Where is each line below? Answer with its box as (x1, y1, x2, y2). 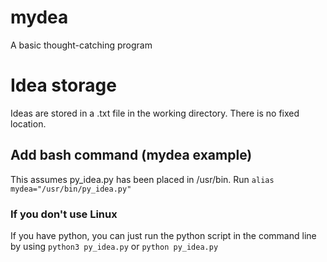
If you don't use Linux (10, 207, 118, 221)
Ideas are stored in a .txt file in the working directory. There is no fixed (10, 107, 300, 119)
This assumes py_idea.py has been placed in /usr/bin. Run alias (10, 173, 275, 185)
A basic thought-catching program (10, 39, 153, 51)
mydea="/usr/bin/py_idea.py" (10, 184, 132, 194)
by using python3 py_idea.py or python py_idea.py (10, 240, 219, 252)
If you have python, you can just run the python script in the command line (10, 229, 317, 241)
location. (10, 117, 47, 130)
